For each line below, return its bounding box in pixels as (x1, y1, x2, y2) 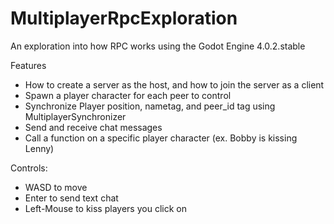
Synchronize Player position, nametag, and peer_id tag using (24, 100, 276, 112)
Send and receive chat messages (24, 121, 163, 133)
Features (10, 59, 47, 71)
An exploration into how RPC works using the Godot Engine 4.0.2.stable (10, 40, 306, 52)
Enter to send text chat (24, 192, 119, 204)
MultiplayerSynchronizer (24, 110, 127, 122)
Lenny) (24, 142, 55, 154)
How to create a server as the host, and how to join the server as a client (24, 78, 325, 91)
